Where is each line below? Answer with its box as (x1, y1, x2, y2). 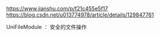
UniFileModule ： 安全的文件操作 (6, 24, 87, 30)
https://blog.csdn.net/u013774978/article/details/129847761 (6, 11, 154, 18)
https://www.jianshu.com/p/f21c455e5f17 (6, 5, 108, 12)
